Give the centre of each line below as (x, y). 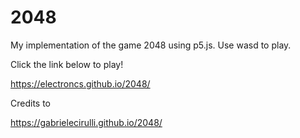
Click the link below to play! (67, 64)
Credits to (30, 103)
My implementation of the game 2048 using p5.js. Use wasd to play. (151, 45)
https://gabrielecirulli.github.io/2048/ (86, 122)
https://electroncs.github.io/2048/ (80, 83)
